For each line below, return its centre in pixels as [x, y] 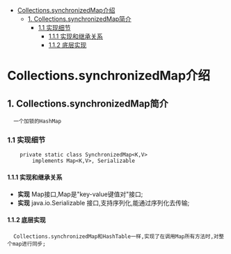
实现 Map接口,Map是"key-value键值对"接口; [80, 194]
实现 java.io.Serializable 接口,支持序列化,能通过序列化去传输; [103, 203]
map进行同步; [29, 244]
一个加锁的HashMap [37, 121]
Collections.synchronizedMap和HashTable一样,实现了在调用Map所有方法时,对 [116, 236]
